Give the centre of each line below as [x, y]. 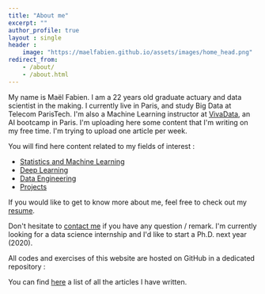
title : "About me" [38, 15]
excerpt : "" [28, 23]
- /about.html [45, 74]
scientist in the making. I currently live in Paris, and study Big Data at [120, 105]
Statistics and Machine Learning [72, 161]
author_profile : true [44, 30]
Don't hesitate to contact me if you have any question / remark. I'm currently [132, 226]
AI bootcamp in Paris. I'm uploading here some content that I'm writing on [128, 122]
